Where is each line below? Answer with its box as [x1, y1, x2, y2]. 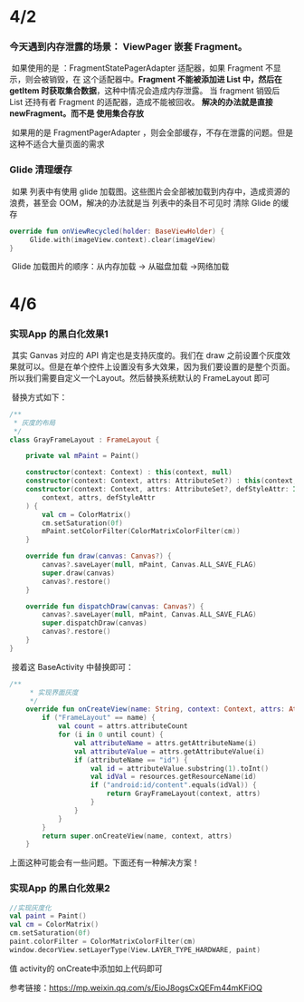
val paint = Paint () [9, 911, 88, 921]
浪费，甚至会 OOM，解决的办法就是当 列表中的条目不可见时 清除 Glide [9, 197, 271, 208]
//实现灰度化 [9, 903, 52, 912]
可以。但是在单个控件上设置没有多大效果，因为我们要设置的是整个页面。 [24, 361, 295, 372]
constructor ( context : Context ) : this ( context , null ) [25, 468, 233, 477]
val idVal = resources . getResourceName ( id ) [90, 773, 257, 782]
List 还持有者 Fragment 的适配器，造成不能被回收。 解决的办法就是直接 [9, 97, 273, 108]
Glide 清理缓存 [9, 163, 72, 176]
